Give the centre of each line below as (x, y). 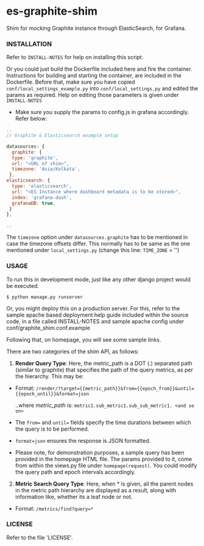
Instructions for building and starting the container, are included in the (94, 76)
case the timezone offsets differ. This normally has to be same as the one (98, 244)
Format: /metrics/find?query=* (54, 508)
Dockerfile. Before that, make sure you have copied (71, 82)
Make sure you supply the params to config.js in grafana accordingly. (102, 112)
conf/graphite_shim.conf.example (48, 328)
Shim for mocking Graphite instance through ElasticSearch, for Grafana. (96, 28)
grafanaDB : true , (34, 203)
